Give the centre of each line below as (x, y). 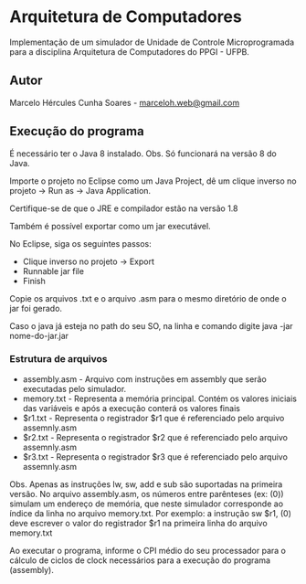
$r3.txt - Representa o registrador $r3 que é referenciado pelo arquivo (155, 457)
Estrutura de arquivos (58, 359)
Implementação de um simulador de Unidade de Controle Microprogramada (152, 42)
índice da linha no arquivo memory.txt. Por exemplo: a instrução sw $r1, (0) (151, 513)
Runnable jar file (53, 271)
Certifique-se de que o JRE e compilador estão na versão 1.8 (124, 208)
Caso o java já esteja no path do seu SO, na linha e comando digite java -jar (152, 325)
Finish (34, 281)
